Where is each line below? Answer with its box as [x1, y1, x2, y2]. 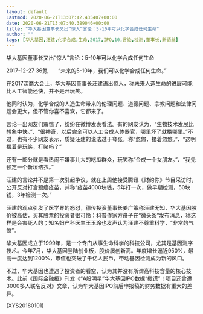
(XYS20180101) [6, 302, 44, 309]
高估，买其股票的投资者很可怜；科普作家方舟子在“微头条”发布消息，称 [16, 212, 192, 219]
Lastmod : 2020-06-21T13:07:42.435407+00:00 [6, 14, 118, 20]
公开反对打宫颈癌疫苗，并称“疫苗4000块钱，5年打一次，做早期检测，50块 [6, 184, 191, 190]
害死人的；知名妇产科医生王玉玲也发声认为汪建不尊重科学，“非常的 [22, 219, 189, 226]
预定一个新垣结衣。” [6, 163, 54, 171]
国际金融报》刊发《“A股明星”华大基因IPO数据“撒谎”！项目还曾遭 [32, 275, 192, 282]
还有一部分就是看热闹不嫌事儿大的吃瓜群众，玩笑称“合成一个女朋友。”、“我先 [6, 156, 196, 163]
